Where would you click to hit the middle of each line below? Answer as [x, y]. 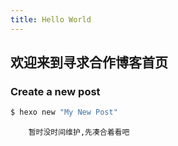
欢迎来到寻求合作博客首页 [89, 62]
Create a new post [55, 91]
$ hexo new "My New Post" [64, 112]
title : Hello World [51, 19]
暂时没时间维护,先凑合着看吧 [79, 132]
